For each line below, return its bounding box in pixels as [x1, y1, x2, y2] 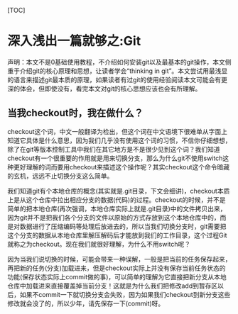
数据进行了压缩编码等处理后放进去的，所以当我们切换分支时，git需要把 [19, 222, 227, 230]
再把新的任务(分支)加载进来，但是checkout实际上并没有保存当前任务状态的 [7, 264, 226, 272]
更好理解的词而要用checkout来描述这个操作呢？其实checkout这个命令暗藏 [13, 162, 230, 171]
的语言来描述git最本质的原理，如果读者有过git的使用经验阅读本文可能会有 [7, 75, 222, 84]
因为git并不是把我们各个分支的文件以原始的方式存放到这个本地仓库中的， [7, 213, 220, 222]
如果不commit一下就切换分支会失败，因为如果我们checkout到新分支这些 [19, 290, 231, 298]
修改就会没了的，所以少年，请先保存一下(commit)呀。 [7, 299, 165, 308]
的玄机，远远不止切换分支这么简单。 [7, 172, 114, 180]
